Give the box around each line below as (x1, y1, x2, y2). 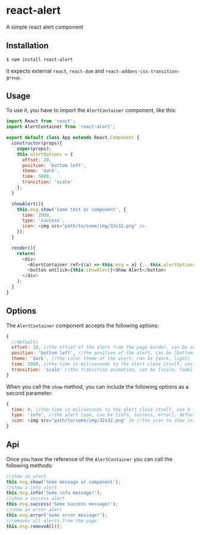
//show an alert (6, 473, 46, 479)
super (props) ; (17, 146, 52, 152)
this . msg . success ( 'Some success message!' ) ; (6, 501, 118, 508)
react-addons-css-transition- (105, 68, 180, 75)
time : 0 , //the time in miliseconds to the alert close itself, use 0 (11, 407, 190, 413)
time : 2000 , (21, 212, 52, 218)
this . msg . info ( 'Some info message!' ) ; (6, 490, 102, 496)
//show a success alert (6, 496, 65, 502)
